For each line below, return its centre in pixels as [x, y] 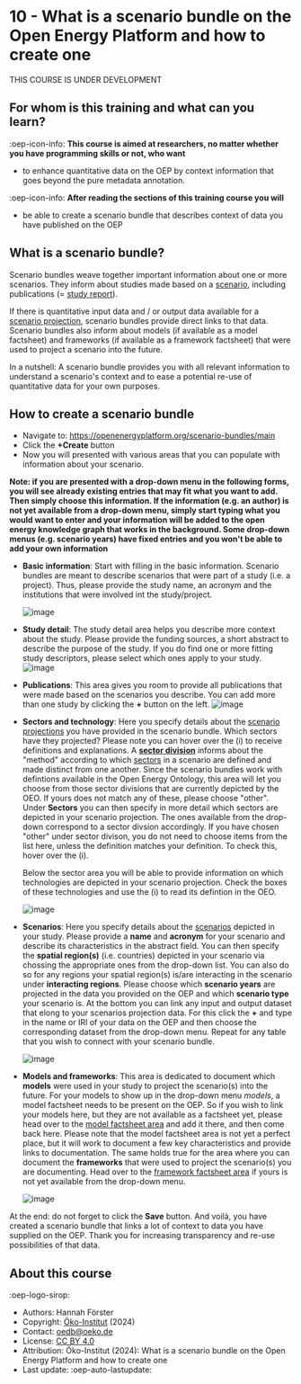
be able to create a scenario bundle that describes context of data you [152, 215]
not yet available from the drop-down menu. [104, 1182]
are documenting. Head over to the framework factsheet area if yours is [155, 1172]
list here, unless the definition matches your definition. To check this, [150, 846]
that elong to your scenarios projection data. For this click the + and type [157, 1013]
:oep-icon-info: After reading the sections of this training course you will [147, 197]
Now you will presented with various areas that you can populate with [151, 455]
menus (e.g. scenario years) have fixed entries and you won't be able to [146, 539]
